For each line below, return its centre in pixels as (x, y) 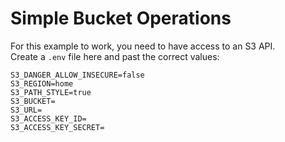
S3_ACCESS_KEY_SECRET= (57, 127)
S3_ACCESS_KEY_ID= (48, 118)
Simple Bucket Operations (121, 18)
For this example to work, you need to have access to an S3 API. (143, 46)
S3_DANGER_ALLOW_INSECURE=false (77, 75)
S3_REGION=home (42, 83)
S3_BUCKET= (33, 101)
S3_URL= (26, 110)
